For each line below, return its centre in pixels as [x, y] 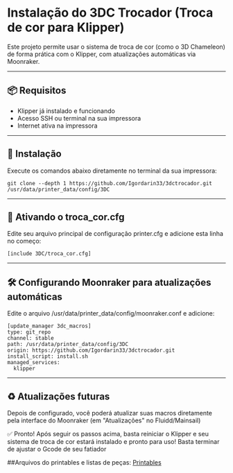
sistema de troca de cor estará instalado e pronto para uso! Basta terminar [113, 441]
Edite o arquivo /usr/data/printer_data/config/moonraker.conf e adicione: [111, 313]
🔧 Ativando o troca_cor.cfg [66, 217]
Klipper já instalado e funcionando [66, 111]
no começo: [24, 241]
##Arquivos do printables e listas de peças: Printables [84, 462]
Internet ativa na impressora [58, 126]
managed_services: [34, 363]
